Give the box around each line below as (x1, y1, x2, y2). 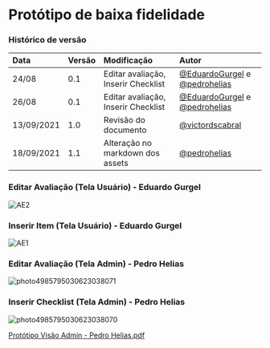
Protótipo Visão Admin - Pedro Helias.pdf (8, 330, 145, 340)
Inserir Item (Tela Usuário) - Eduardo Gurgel (8, 220, 182, 231)
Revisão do (103, 115, 146, 126)
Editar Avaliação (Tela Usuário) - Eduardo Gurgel (8, 182, 201, 193)
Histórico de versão (8, 34, 87, 46)
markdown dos (103, 148, 161, 159)
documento (103, 124, 147, 136)
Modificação (103, 55, 153, 66)
